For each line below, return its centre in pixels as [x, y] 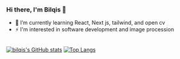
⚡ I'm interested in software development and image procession [94, 29]
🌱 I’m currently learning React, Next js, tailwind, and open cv [90, 23]
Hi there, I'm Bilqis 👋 [36, 10]
